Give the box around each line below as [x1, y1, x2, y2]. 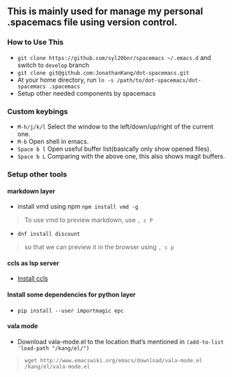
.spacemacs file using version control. [7, 17, 178, 29]
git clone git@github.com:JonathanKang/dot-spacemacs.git [17, 69, 190, 76]
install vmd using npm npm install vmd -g [17, 202, 139, 211]
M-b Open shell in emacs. [17, 137, 89, 145]
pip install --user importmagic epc [17, 307, 124, 314]
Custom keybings [7, 106, 68, 116]
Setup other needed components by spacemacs [17, 89, 156, 97]
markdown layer [7, 186, 56, 195]
